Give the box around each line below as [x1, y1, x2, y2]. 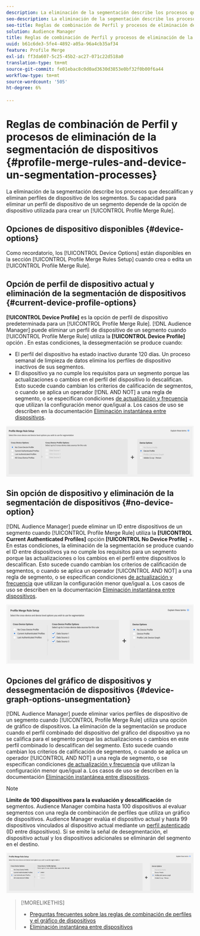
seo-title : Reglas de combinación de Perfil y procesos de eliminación [6, 22, 187, 28]
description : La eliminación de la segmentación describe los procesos [6, 10, 187, 15]
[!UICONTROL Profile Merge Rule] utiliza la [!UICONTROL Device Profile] [6, 332, 186, 339]
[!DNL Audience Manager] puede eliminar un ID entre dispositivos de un [6, 523, 183, 530]
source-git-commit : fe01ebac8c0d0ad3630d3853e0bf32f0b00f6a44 [6, 66, 164, 72]
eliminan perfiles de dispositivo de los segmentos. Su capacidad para [6, 194, 177, 201]
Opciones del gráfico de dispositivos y [6, 676, 152, 686]
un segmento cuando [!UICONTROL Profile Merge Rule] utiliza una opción [6, 716, 187, 723]
